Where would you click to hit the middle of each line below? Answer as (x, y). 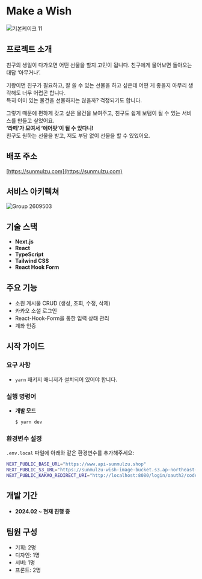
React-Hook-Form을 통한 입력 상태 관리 (62, 318)
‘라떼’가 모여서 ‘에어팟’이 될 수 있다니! (50, 128)
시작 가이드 (26, 347)
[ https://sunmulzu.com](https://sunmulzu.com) (64, 171)
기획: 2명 (25, 548)
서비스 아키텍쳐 (33, 191)
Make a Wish (39, 11)
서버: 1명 (25, 563)
